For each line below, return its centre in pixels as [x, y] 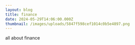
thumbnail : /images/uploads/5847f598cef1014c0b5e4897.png [67, 24]
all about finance [23, 38]
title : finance [21, 14]
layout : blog [19, 10]
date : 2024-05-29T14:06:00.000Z [39, 19]
